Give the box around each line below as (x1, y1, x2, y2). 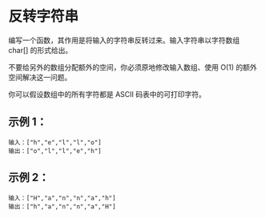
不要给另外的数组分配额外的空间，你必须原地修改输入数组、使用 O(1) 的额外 (8, 62, 258, 72)
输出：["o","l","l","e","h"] (8, 147, 102, 155)
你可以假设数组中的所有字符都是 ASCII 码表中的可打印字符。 (8, 89, 207, 99)
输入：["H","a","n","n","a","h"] (8, 194, 116, 202)
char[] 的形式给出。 (8, 45, 73, 54)
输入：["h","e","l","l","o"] (8, 138, 102, 147)
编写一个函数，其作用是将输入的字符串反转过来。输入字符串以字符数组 (8, 35, 240, 45)
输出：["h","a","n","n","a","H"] (8, 202, 116, 211)
